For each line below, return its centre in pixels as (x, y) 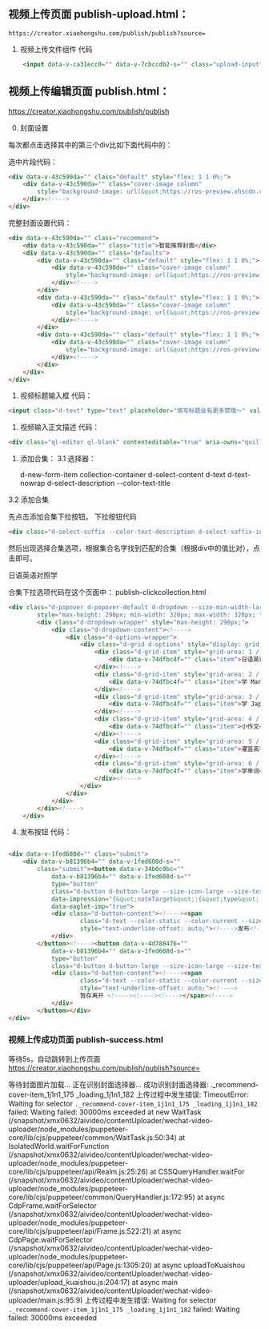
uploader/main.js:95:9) (46, 1300)
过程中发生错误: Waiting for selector (158, 1300)
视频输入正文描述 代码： (60, 428)
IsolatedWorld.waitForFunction (59, 1146)
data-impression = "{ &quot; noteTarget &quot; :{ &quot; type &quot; (155, 899)
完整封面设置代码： (40, 223)
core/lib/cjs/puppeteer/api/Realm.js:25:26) (78, 1171)
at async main (155, 1282)
